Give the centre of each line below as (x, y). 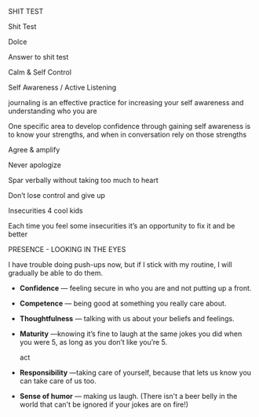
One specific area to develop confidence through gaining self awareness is (129, 126)
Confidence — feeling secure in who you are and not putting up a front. (135, 288)
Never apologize (35, 165)
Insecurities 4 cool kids (46, 210)
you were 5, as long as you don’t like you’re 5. (93, 342)
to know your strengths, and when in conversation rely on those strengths (128, 134)
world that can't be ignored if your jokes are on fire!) (104, 404)
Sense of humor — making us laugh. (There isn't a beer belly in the (128, 396)
